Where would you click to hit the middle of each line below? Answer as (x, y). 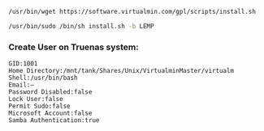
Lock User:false (36, 99)
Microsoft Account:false (50, 113)
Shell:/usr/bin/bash (43, 78)
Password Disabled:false (50, 92)
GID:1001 (23, 64)
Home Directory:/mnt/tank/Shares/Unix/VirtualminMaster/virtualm (121, 71)
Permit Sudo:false (39, 106)
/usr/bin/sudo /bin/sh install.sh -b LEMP (81, 26)
